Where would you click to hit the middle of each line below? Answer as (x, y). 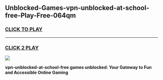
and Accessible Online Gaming (37, 72)
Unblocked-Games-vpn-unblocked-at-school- (77, 8)
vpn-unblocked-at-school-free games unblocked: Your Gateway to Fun (78, 67)
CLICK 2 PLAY (22, 48)
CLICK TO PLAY (24, 30)
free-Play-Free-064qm (41, 16)
